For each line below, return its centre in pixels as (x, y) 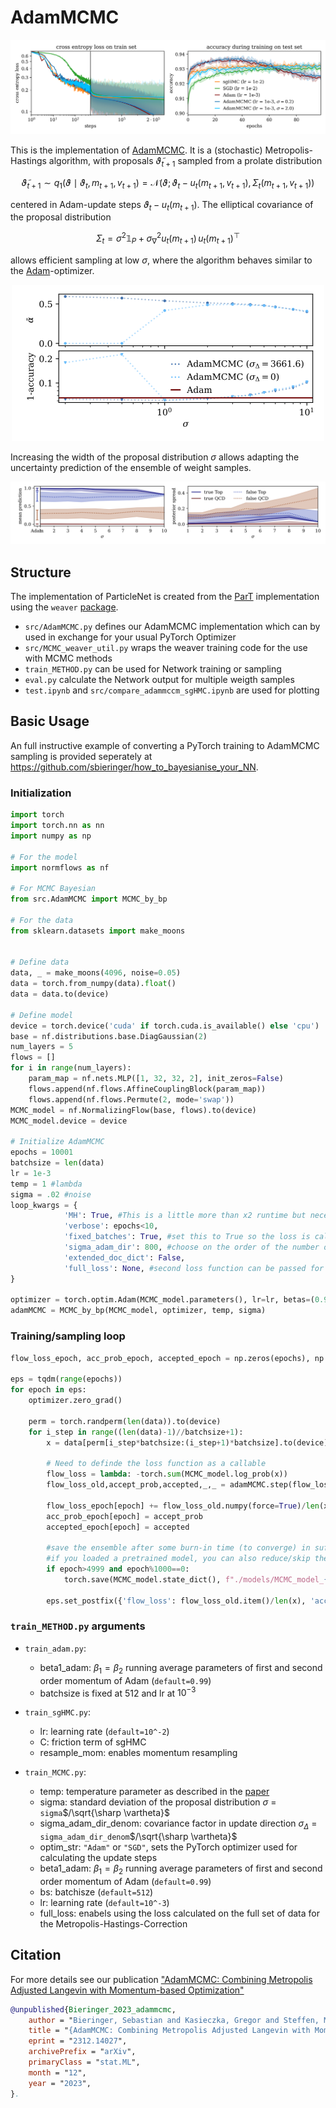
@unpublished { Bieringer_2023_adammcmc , (93, 2009)
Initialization (41, 793)
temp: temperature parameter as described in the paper (154, 1792)
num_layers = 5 (42, 1047)
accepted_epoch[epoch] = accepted (118, 1527)
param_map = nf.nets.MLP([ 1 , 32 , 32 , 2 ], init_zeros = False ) (156, 1079)
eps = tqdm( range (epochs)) (66, 1379)
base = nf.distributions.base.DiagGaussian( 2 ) (109, 1036)
